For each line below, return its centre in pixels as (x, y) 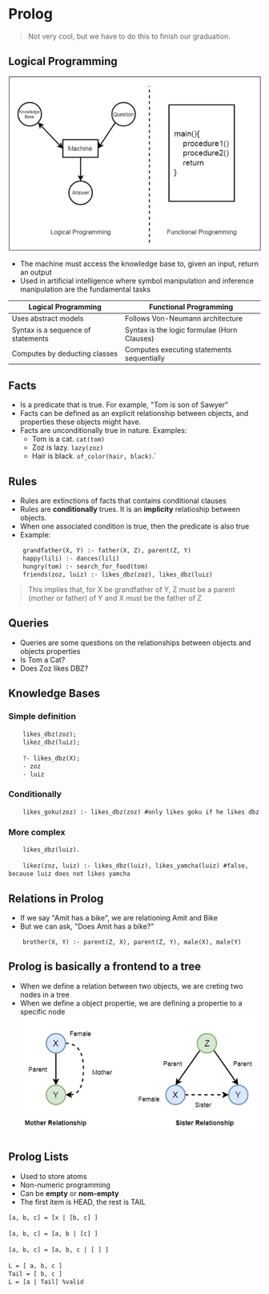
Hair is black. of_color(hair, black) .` (94, 456)
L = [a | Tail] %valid (46, 1282)
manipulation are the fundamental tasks (85, 289)
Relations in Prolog (56, 898)
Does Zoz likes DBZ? (54, 668)
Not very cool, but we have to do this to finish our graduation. (129, 36)
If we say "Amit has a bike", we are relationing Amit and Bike (119, 917)
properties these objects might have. (80, 422)
